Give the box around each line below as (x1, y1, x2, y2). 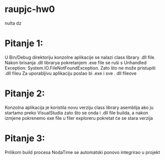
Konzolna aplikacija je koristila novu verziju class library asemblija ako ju (5, 104, 154, 110)
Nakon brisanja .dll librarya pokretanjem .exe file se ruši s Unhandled (5, 59, 146, 66)
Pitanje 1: (5, 38, 44, 49)
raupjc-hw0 (5, 4, 55, 15)
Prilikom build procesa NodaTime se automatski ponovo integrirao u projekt (5, 149, 160, 155)
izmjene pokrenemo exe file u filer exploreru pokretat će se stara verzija (5, 115, 153, 121)
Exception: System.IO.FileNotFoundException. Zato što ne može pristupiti (5, 65, 156, 71)
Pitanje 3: (5, 133, 46, 144)
